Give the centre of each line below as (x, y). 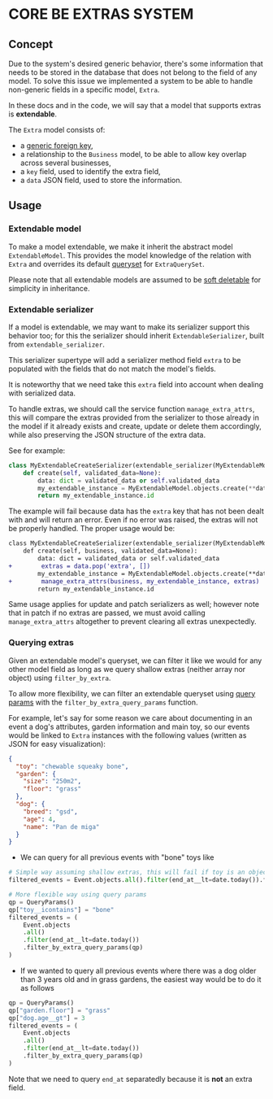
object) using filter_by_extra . (60, 678)
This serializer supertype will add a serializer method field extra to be (125, 360)
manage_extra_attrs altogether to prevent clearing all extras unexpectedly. (133, 621)
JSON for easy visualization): (57, 744)
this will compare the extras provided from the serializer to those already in (134, 417)
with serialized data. (42, 393)
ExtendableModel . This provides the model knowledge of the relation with (130, 255)
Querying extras (41, 643)
